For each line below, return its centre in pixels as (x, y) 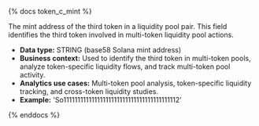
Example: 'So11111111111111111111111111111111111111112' (101, 100)
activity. (32, 75)
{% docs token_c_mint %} (50, 11)
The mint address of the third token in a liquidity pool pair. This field (118, 26)
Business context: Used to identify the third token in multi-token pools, (135, 58)
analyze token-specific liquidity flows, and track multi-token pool (125, 67)
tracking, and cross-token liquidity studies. (89, 92)
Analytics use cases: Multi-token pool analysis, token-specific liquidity (135, 83)
